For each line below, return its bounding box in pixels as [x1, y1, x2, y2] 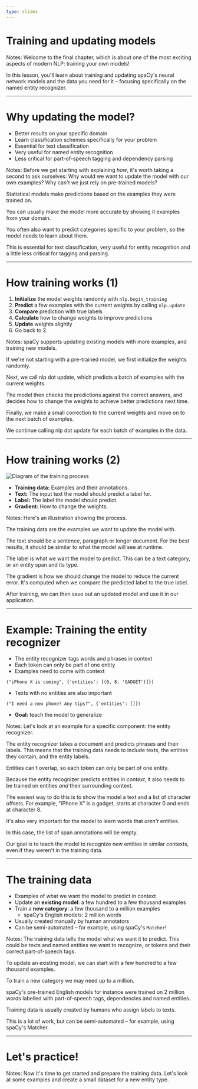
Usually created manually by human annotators [14, 918, 130, 925]
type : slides [6, 8, 38, 15]
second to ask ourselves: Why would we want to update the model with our [6, 173, 189, 180]
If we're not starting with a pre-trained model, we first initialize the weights [6, 356, 187, 363]
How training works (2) [6, 453, 121, 467]
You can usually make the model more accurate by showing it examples [6, 208, 180, 215]
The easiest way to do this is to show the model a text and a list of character [6, 794, 192, 801]
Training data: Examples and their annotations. [14, 484, 130, 491]
